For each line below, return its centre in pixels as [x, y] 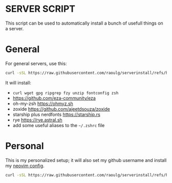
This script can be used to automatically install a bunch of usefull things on [84, 23]
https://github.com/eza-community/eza [54, 98]
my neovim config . [25, 166]
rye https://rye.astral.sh [37, 120]
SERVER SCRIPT [40, 9]
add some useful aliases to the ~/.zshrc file [59, 125]
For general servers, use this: [36, 63]
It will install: [18, 83]
